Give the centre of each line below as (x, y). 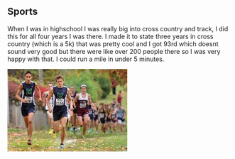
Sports (23, 12)
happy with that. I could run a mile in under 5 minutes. (86, 59)
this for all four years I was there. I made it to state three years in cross (111, 36)
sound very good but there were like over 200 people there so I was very (114, 51)
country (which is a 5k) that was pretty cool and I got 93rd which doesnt (113, 44)
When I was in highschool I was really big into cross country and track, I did (118, 28)
